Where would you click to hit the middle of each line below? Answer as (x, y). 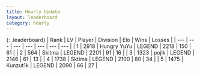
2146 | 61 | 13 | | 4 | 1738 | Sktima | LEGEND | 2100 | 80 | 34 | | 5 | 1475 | (95, 59)
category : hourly (28, 23)
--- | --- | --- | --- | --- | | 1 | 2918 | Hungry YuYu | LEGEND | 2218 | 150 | (102, 46)
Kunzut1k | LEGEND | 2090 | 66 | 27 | (52, 65)
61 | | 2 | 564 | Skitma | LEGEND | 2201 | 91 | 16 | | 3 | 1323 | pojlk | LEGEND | (101, 53)
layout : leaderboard (32, 17)
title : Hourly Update (33, 12)
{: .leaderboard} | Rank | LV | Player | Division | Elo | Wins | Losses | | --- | (97, 40)
